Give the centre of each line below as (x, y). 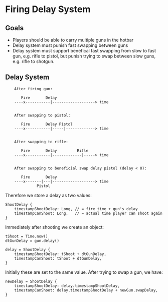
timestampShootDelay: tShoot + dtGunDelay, (60, 254)
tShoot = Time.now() (27, 236)
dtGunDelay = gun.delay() (32, 240)
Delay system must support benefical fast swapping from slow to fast (84, 51)
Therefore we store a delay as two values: (48, 195)
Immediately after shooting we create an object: (54, 227)
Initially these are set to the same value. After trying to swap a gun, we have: (84, 272)
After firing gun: (33, 89)
